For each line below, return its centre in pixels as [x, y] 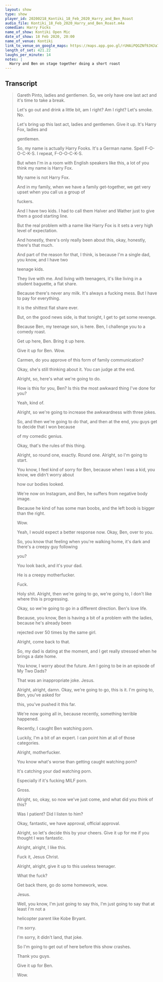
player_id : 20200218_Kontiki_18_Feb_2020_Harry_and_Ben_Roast [69, 18]
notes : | [14, 59]
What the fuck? [32, 876]
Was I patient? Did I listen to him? [50, 814]
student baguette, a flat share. [47, 284]
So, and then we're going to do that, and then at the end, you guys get [87, 421]
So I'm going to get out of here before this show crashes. [74, 947]
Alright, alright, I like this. [42, 847]
